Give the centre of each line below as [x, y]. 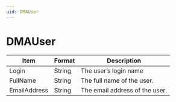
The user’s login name [112, 71]
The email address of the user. [124, 90]
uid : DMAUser [23, 12]
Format [64, 61]
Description [124, 61]
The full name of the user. [117, 80]
